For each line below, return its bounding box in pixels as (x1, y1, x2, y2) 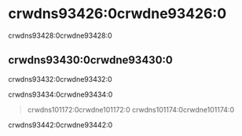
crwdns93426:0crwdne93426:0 (8, 5, 227, 23)
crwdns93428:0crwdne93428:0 (8, 31, 112, 40)
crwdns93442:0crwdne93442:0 (8, 119, 113, 130)
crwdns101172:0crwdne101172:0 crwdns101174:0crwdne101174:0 (27, 105, 234, 114)
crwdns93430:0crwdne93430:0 (8, 53, 173, 67)
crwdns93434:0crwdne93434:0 (8, 90, 113, 99)
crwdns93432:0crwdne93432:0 (8, 74, 112, 83)
